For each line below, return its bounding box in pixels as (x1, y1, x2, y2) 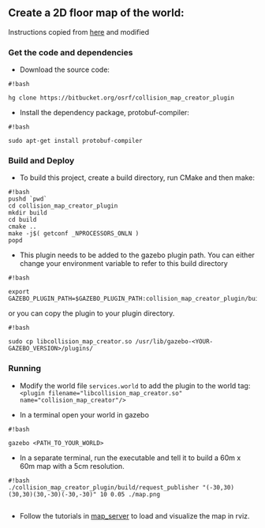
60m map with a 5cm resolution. (19, 461, 125, 470)
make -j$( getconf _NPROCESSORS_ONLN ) (8, 230, 140, 238)
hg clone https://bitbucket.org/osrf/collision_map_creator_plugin (8, 94, 235, 102)
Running (8, 363, 42, 374)
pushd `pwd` (8, 195, 47, 204)
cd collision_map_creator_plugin (8, 202, 118, 210)
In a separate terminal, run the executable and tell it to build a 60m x (19, 453, 241, 462)
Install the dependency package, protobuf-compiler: (19, 108, 189, 118)
